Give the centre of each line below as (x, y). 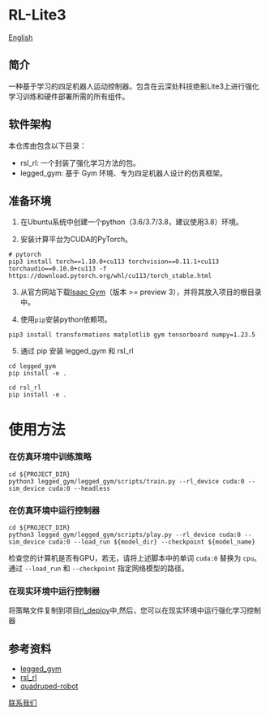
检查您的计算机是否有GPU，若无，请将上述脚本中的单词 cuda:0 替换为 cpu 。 (135, 558)
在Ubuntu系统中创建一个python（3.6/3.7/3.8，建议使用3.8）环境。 (131, 222)
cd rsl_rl (25, 388)
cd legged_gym (32, 366)
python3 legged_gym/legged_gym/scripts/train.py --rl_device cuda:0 (126, 481)
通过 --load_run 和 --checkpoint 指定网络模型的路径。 (99, 568)
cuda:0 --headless (79, 488)
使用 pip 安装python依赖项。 (66, 319)
